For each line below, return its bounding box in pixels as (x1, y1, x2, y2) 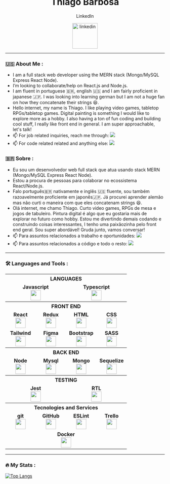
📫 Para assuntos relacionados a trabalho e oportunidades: (12, 233, 136, 239)
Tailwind (10, 329, 31, 336)
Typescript (82, 283, 110, 291)
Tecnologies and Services (34, 404, 98, 411)
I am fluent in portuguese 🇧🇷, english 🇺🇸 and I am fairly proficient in (12, 88, 158, 94)
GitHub (42, 412, 60, 419)
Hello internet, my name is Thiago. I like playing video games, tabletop (12, 105, 159, 111)
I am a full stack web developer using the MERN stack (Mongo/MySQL (12, 72, 159, 78)
